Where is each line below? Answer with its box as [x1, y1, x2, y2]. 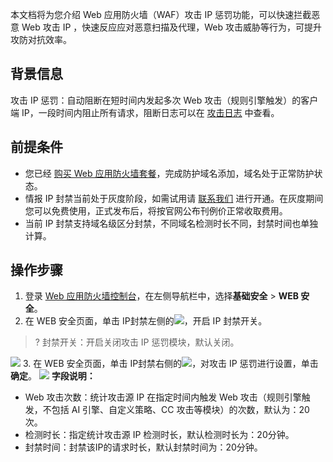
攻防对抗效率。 [10, 34, 72, 45]
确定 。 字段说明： [10, 370, 96, 382]
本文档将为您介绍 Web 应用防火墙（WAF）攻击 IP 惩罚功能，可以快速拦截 [10, 9, 312, 20]
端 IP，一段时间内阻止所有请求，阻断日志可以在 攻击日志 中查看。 [10, 106, 280, 118]
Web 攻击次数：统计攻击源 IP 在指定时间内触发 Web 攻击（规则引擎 [24, 391, 302, 403]
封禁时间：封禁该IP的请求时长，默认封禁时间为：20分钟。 [24, 441, 263, 453]
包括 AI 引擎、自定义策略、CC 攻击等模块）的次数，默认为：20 [51, 404, 310, 416]
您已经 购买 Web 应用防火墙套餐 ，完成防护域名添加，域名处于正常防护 [24, 167, 315, 179]
